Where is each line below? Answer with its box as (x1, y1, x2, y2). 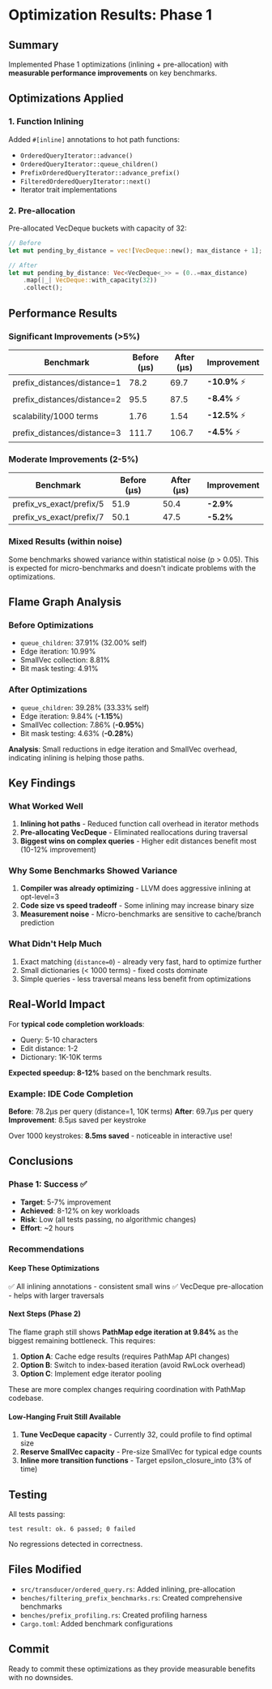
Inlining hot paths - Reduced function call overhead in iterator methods (19, 819, 259, 829)
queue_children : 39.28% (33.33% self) (19, 702, 150, 712)
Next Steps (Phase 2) (8, 1309, 81, 1319)
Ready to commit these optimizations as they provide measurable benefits (8, 1664, 256, 1674)
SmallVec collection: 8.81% (19, 655, 111, 665)
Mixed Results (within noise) (8, 536, 123, 547)
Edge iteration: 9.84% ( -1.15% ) (19, 711, 123, 721)
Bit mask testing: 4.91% (19, 664, 99, 674)
